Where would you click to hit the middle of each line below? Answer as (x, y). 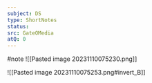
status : (18, 26)
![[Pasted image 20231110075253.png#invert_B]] (76, 73)
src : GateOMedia (30, 33)
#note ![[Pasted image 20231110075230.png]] (72, 59)
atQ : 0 (17, 39)
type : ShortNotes (32, 20)
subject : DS (24, 13)
